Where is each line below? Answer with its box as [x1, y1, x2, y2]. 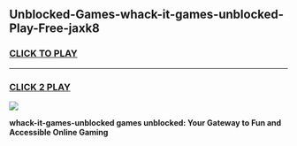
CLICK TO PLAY [9, 48, 78, 60]
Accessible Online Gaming [9, 127, 109, 137]
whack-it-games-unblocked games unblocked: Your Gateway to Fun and [9, 117, 282, 127]
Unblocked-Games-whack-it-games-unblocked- [9, 7, 285, 22]
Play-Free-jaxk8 [9, 21, 100, 36]
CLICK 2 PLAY [9, 81, 71, 93]
